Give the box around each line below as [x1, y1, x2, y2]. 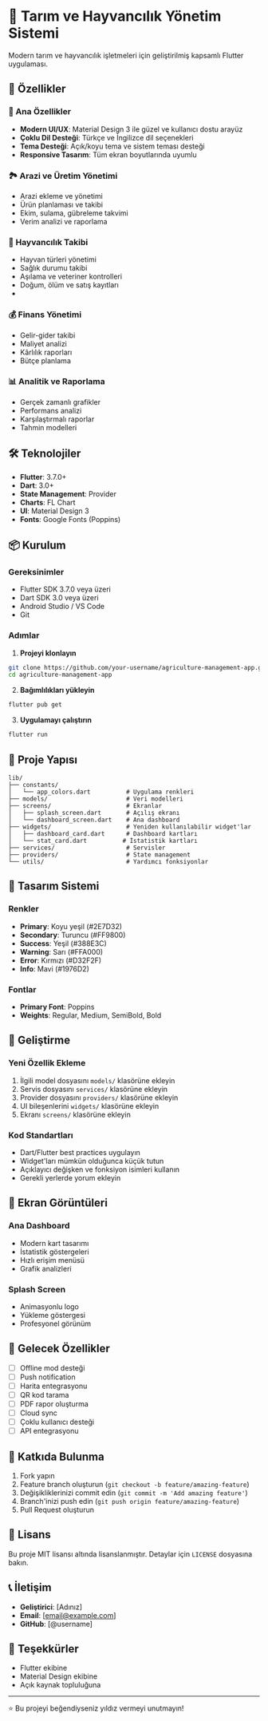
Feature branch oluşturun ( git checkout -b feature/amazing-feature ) [19, 1480, 250, 1489]
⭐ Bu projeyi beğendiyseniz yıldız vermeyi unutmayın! [8, 1703, 184, 1713]
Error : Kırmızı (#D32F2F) [19, 955, 102, 965]
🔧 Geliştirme [8, 1034, 70, 1047]
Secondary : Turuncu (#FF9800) [19, 930, 126, 940]
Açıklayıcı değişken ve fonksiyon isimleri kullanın [19, 1165, 180, 1174]
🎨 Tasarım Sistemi [8, 880, 100, 893]
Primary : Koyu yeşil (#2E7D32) [19, 921, 122, 931]
